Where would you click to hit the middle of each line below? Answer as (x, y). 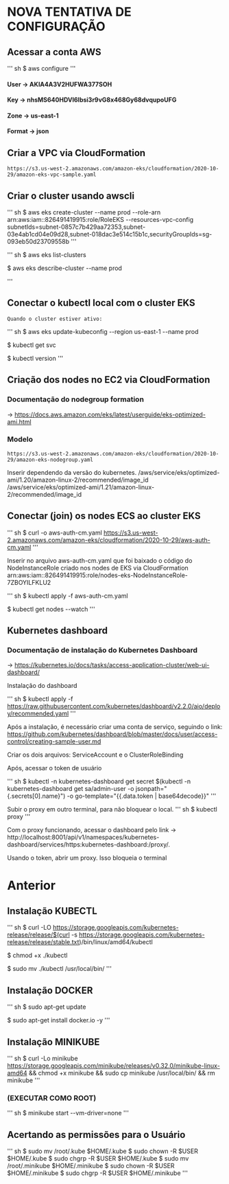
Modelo (20, 439)
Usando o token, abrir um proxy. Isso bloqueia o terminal (87, 858)
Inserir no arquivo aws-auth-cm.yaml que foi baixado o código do (100, 560)
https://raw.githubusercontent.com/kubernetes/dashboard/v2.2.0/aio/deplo (114, 706)
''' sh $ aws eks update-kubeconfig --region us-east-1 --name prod (103, 331)
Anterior (32, 885)
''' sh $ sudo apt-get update (47, 1007)
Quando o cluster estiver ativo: (55, 319)
